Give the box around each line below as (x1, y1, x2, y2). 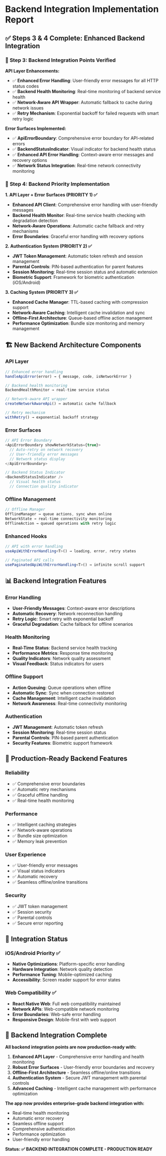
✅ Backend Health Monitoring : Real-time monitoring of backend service (12, 88, 161, 94)
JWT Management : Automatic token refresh (12, 724, 103, 730)
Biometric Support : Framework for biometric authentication (12, 274, 135, 280)
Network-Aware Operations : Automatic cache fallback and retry (12, 223, 145, 229)
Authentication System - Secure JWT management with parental (12, 1075, 147, 1081)
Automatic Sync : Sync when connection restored (12, 690, 114, 695)
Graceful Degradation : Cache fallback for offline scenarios (12, 621, 133, 627)
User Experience (5, 851, 46, 858)
